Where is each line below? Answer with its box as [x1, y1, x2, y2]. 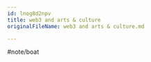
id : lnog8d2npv [7, 10, 51, 17]
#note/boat [7, 48, 40, 56]
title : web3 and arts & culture [7, 17, 101, 23]
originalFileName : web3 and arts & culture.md [7, 23, 145, 30]
